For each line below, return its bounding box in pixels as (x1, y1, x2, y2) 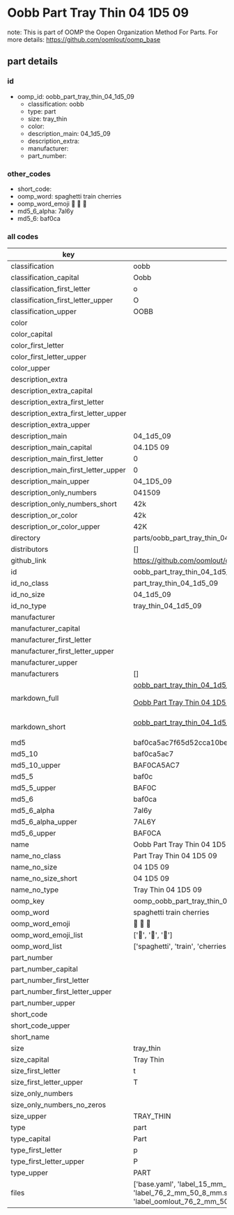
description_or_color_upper (10, 522, 100, 532)
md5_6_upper (10, 828, 56, 838)
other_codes (7, 169, 51, 178)
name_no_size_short (10, 874, 78, 883)
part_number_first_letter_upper (10, 987, 112, 997)
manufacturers (10, 669, 59, 679)
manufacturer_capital (10, 624, 80, 633)
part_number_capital (10, 964, 78, 974)
